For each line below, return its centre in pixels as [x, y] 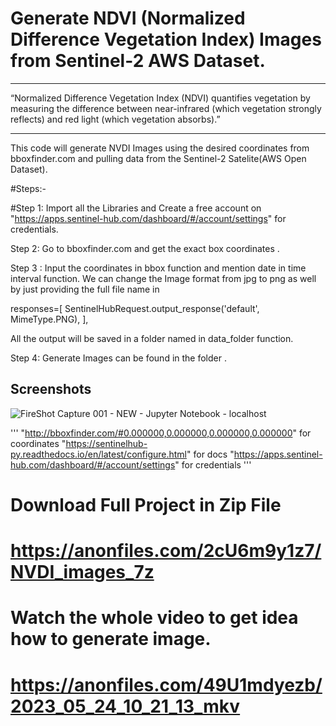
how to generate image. [111, 639]
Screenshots [51, 389]
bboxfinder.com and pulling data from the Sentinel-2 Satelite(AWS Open [158, 158]
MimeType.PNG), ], [49, 319]
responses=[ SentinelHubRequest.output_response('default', [135, 308]
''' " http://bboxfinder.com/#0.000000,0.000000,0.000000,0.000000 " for [161, 433]
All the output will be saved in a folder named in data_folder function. [152, 338]
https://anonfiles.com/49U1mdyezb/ [166, 684]
